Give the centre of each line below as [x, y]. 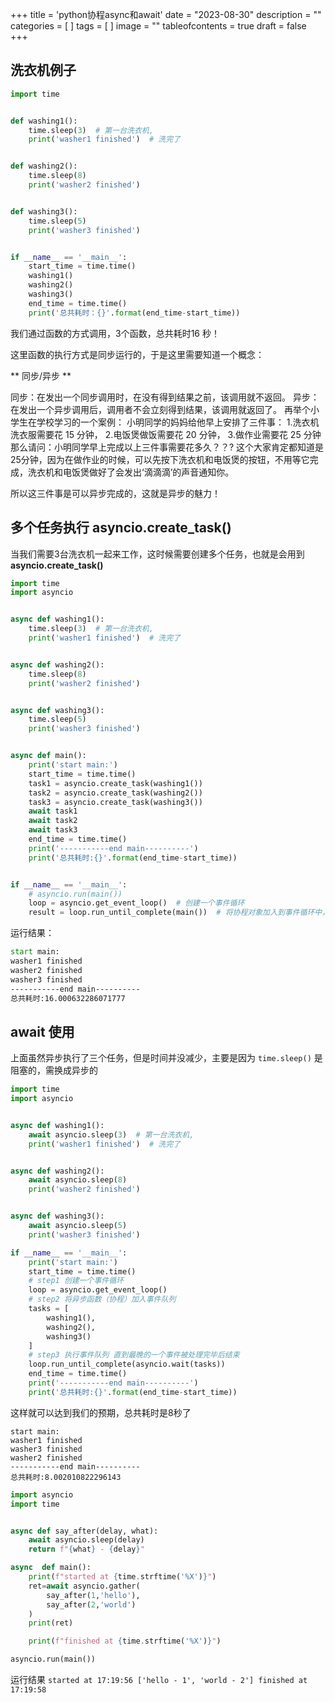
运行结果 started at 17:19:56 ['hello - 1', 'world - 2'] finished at [159, 1680]
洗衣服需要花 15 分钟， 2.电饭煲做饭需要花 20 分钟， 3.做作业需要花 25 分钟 [166, 434]
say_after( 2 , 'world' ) [91, 1604]
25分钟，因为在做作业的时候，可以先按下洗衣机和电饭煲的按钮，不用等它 [160, 459]
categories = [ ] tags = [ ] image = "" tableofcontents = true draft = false [158, 26]
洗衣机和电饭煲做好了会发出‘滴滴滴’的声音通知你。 [131, 472]
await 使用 [42, 1031]
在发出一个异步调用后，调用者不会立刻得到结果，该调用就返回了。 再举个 [160, 409]
